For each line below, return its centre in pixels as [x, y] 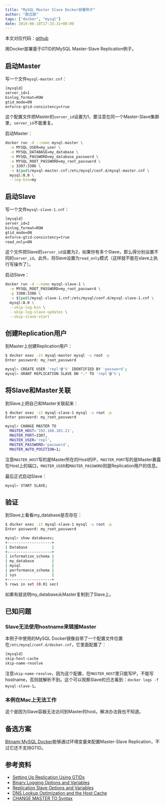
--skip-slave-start [30, 316]
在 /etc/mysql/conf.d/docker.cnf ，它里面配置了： [56, 645]
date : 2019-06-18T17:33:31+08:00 [40, 24]
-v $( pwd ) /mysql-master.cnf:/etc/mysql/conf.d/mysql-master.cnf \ [80, 171]
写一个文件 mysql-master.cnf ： [36, 79]
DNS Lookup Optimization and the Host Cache [60, 793]
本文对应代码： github [27, 38]
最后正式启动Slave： [26, 476]
